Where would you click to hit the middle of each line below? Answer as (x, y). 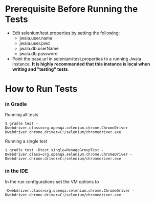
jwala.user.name (36, 38)
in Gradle (16, 104)
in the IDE (17, 171)
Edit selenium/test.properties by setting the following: (66, 33)
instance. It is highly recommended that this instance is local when (81, 64)
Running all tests (22, 115)
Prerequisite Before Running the (71, 9)
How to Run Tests (41, 89)
